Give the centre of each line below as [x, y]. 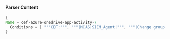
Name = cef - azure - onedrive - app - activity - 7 [51, 23]
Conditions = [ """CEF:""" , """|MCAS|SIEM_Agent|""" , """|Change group [88, 27]
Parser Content [22, 7]
